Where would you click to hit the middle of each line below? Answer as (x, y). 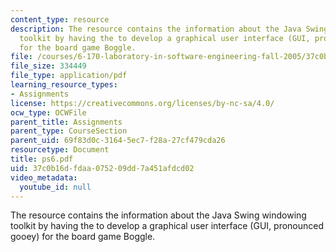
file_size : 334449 (48, 66)
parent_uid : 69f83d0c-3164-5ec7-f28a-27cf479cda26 (118, 141)
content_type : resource (60, 19)
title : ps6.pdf (42, 159)
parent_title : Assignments (66, 122)
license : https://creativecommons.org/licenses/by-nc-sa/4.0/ (142, 103)
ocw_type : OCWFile (48, 112)
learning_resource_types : (64, 85)
